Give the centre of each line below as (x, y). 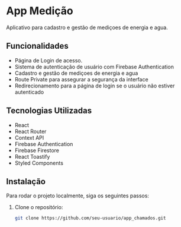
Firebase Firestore (37, 150)
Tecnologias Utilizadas (49, 111)
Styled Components (39, 163)
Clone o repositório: (39, 207)
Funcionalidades (38, 46)
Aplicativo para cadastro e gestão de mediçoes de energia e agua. (87, 27)
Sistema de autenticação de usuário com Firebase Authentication (94, 67)
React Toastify (32, 156)
